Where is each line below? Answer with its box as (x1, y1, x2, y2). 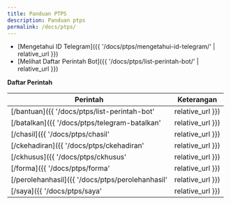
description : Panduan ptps (7, 17, 86, 24)
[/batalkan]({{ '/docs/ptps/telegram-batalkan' (10, 118, 161, 128)
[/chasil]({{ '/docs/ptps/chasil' (10, 129, 110, 139)
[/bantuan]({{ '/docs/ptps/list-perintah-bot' (10, 106, 155, 116)
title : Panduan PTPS (7, 10, 68, 17)
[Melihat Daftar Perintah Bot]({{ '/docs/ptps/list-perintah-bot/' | (17, 57, 199, 66)
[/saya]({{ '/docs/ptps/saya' (10, 186, 103, 196)
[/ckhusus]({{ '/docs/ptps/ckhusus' (10, 152, 127, 162)
